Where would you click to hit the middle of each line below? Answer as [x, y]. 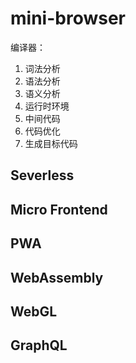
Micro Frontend [59, 209]
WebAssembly [57, 277]
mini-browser [68, 18]
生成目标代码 [51, 143]
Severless [42, 175]
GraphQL [39, 345]
